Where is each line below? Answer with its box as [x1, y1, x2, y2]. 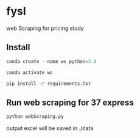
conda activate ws [6, 69, 53, 76]
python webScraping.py [6, 114, 64, 120]
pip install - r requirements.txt [6, 81, 91, 87]
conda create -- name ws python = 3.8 [6, 58, 97, 65]
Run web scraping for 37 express [6, 97, 134, 107]
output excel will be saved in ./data [6, 125, 94, 132]
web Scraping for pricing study [6, 24, 84, 32]
